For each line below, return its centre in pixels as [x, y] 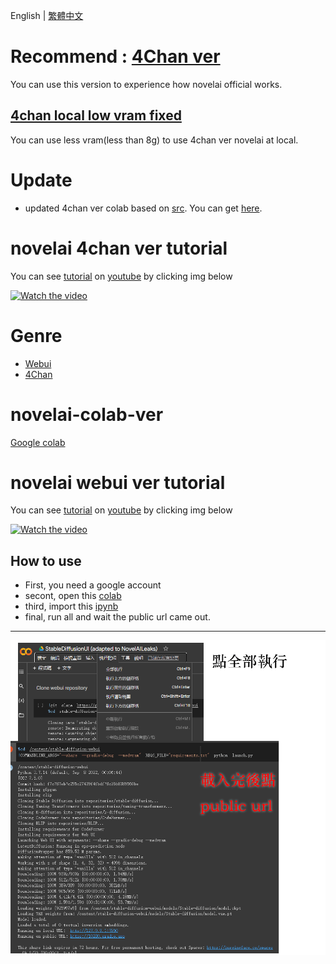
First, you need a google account [93, 585]
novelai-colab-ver [87, 414]
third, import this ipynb [71, 606]
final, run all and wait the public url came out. [117, 617]
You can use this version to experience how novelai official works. [146, 84]
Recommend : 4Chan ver [115, 56]
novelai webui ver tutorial [118, 482]
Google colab [38, 442]
